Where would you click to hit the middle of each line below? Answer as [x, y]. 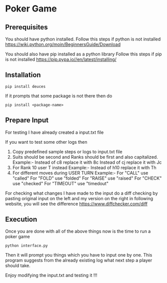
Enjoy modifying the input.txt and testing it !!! [51, 276]
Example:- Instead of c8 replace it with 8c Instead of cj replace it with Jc [87, 162]
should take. [18, 266]
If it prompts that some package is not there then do [59, 96]
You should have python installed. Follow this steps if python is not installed [83, 39]
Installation [23, 75]
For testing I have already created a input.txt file [54, 132]
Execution [21, 219]
